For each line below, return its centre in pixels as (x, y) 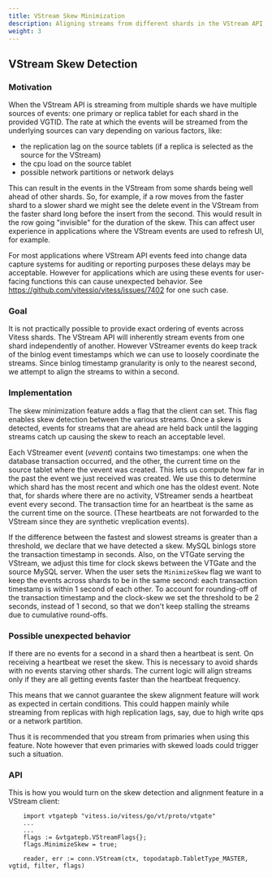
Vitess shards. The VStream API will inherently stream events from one (127, 337)
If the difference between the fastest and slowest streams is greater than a (133, 537)
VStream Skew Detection (73, 64)
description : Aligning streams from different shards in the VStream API (136, 24)
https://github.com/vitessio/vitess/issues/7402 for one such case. (119, 290)
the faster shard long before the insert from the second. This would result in (135, 214)
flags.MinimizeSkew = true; (70, 845)
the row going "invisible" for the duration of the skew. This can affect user (132, 223)
